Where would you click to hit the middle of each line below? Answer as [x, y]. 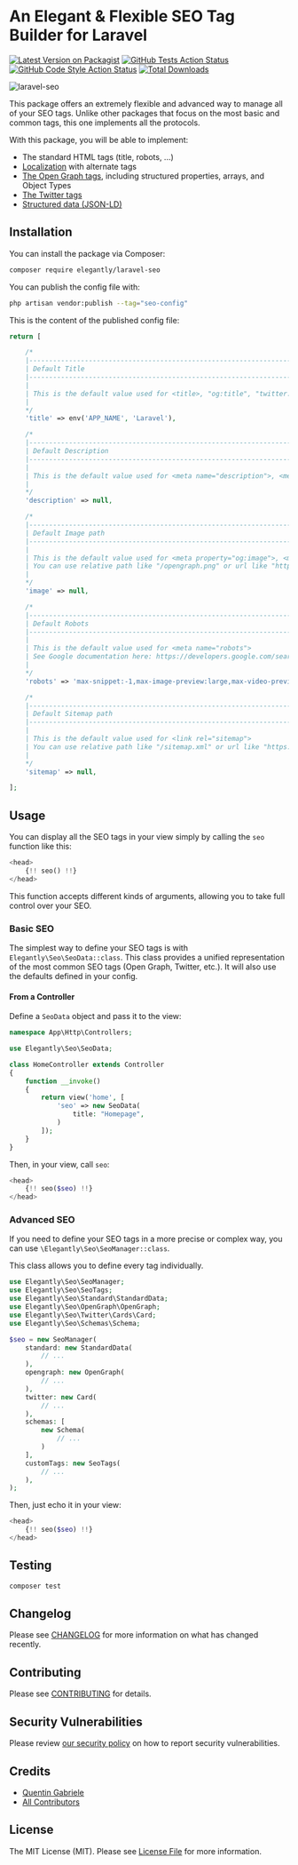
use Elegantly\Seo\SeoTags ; [61, 1290]
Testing [31, 1566]
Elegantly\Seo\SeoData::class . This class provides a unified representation [147, 957]
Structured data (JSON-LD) [72, 204]
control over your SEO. [51, 905]
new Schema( [63, 1431]
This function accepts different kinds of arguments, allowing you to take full [147, 896]
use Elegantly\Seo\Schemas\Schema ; [75, 1323]
